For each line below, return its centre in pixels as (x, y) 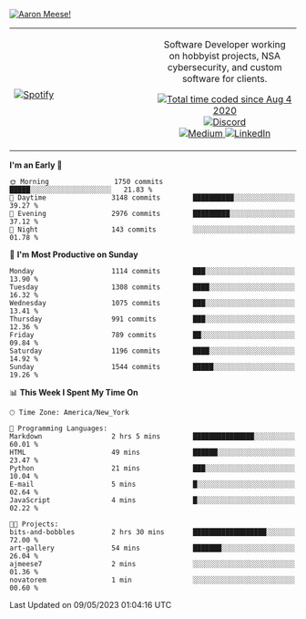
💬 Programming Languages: (58, 428)
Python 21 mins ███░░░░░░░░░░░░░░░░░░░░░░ (153, 469)
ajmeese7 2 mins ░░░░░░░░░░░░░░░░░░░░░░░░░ (153, 564)
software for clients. (224, 79)
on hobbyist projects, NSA (224, 56)
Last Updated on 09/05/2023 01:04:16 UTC (91, 605)
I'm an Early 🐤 (36, 165)
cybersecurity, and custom (224, 67)
